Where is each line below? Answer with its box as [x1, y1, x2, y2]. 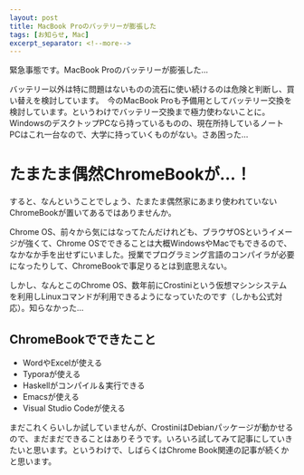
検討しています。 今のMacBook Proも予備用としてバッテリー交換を [40, 95, 292, 106]
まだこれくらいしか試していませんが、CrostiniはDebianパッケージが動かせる [9, 422, 294, 432]
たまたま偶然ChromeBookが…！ [9, 164, 252, 185]
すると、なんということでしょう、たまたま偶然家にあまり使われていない [9, 196, 278, 207]
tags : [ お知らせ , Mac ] [9, 30, 90, 39]
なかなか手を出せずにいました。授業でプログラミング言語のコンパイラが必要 [9, 249, 295, 260]
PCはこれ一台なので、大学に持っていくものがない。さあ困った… [9, 129, 249, 141]
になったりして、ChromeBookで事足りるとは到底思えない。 [9, 260, 233, 272]
